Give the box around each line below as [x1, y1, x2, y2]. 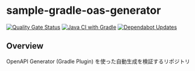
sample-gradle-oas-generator [6, 4, 161, 17]
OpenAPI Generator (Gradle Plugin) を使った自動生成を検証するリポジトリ [6, 58, 190, 65]
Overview [6, 41, 44, 51]
